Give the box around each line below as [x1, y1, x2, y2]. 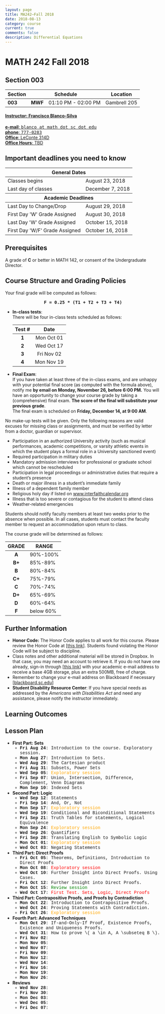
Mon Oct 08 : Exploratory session [19, 865, 101, 871]
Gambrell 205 [105, 99, 137, 106]
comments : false [5, 30, 39, 35]
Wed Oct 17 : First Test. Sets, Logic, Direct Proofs [19, 889, 150, 895]
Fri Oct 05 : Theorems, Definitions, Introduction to [19, 855, 150, 861]
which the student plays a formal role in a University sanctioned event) [12, 448, 156, 454]
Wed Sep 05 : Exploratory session [19, 770, 101, 776]
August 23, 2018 [85, 177, 125, 184]
